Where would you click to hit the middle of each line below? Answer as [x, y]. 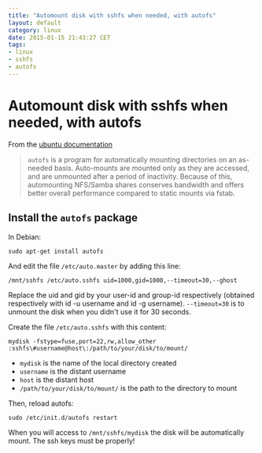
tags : [17, 45]
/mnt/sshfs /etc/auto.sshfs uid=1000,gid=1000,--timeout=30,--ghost [123, 280]
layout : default [35, 23]
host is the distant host [57, 380]
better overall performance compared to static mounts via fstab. [131, 193]
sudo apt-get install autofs [56, 251]
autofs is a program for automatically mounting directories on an [132, 159]
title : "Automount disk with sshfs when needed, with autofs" [112, 15]
